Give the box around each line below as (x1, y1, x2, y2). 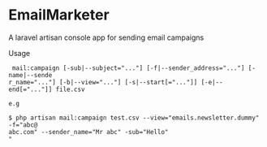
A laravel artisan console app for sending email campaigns (8, 32, 205, 42)
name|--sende (8, 71, 53, 79)
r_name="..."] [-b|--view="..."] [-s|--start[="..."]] (8, 78, 198, 86)
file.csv (55, 85, 85, 93)
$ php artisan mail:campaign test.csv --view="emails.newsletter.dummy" (8, 114, 260, 122)
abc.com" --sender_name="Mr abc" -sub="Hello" (8, 128, 169, 136)
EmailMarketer (8, 6, 110, 24)
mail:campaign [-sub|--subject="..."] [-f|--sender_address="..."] (11, 63, 245, 72)
